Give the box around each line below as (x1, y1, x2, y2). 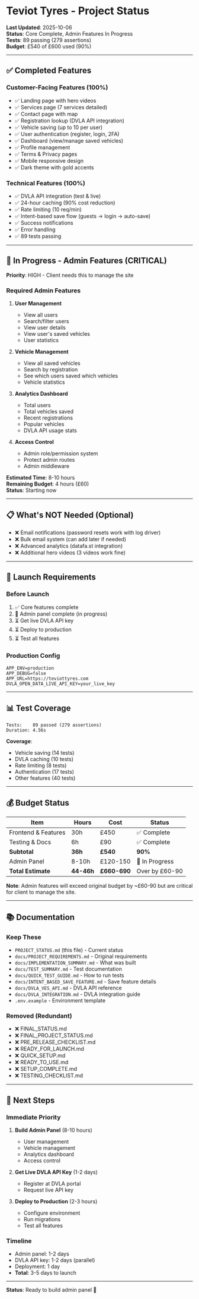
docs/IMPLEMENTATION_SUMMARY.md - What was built (14, 959, 136, 966)
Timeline (6, 1237, 32, 1246)
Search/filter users (23, 318, 69, 325)
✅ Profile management (14, 144, 70, 151)
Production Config (6, 652, 60, 660)
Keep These (6, 933, 41, 941)
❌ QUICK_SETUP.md (14, 1052, 66, 1059)
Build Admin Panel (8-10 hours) (14, 1127, 93, 1134)
